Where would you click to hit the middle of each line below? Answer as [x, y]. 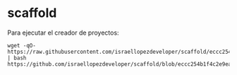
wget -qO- [22, 45]
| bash [17, 58]
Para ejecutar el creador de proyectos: [63, 33]
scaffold [32, 13]
